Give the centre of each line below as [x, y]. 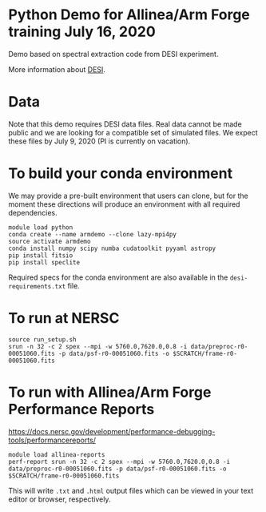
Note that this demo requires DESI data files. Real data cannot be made [125, 124]
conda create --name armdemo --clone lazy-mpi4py [93, 234]
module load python [41, 227]
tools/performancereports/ [52, 440]
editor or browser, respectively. [60, 499]
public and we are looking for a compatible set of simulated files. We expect [133, 132]
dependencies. [33, 212]
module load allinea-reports [57, 454]
